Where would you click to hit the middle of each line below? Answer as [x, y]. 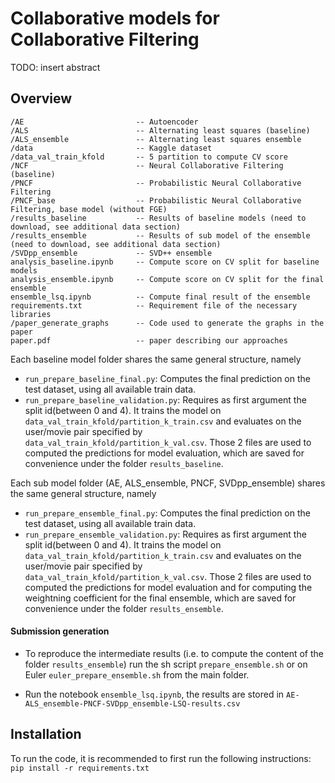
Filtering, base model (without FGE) [89, 209]
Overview [41, 98]
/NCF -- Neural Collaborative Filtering [147, 165]
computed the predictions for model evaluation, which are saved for [164, 453]
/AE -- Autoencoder [104, 122]
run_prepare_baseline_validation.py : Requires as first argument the [165, 399]
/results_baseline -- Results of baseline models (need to [158, 218]
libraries [31, 314]
